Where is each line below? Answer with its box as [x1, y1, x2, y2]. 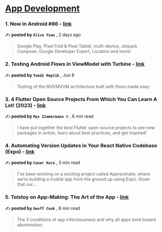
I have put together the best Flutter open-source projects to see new [17, 125, 155, 130]
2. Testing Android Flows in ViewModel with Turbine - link [5, 61, 145, 68]
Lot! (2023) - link [5, 102, 46, 108]
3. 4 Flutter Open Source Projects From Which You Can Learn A [5, 96, 158, 103]
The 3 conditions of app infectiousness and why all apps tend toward [17, 216, 156, 222]
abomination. [17, 222, 44, 228]
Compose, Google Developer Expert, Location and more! [17, 49, 131, 54]
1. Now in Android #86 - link [5, 21, 72, 27]
